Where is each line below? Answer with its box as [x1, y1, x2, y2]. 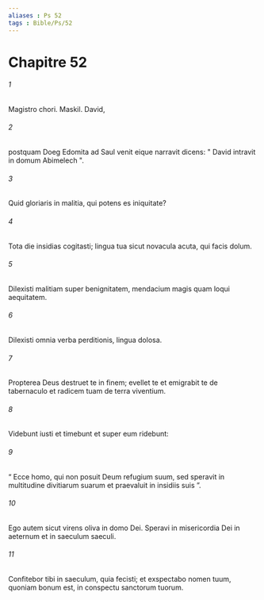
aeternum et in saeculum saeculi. [8, 531, 117, 540]
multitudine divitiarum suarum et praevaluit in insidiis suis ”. [8, 480, 201, 490]
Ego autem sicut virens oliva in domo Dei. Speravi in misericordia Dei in [8, 523, 240, 533]
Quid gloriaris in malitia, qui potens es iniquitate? [8, 198, 166, 208]
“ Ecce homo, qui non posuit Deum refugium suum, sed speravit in [8, 471, 225, 481]
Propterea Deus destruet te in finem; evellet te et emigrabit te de [8, 378, 218, 387]
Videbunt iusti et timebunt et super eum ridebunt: [8, 429, 169, 439]
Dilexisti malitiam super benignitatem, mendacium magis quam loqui [8, 283, 230, 294]
